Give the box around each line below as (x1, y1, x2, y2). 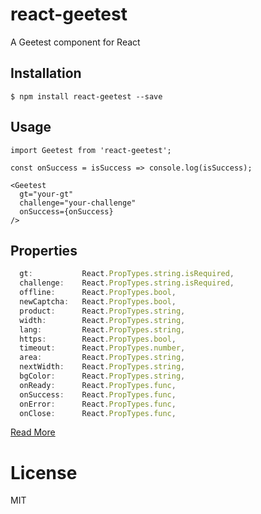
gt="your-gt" (19, 189, 74, 199)
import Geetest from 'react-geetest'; (10, 145, 172, 155)
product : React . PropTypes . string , (19, 306, 186, 316)
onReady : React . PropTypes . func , (19, 380, 177, 390)
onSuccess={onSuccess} (19, 206, 114, 217)
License (10, 461, 78, 484)
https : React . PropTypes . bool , (19, 334, 177, 344)
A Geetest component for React (10, 36, 141, 48)
